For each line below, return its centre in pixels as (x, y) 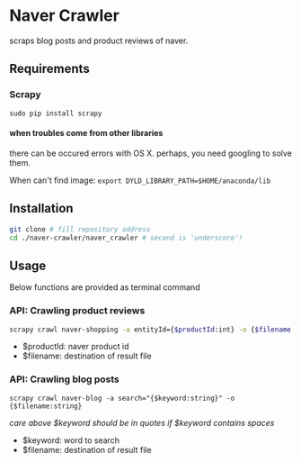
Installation (41, 208)
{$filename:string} (46, 406)
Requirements (49, 69)
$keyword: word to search (71, 440)
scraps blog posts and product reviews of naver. (99, 41)
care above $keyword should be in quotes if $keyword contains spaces (142, 422)
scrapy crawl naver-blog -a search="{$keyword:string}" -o (122, 398)
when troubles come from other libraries (86, 133)
